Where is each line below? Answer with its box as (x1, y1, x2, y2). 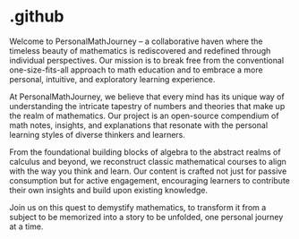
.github (9, 6, 64, 27)
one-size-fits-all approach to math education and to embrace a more (9, 64, 263, 75)
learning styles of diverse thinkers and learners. (9, 129, 186, 140)
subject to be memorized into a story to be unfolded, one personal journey (9, 211, 284, 222)
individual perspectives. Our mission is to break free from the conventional (9, 55, 285, 65)
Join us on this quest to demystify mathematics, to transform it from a (9, 201, 267, 212)
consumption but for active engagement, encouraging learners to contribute (9, 175, 291, 185)
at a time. (9, 221, 44, 232)
